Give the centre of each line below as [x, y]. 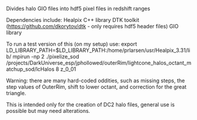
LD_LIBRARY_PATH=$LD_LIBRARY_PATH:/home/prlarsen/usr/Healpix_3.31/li [98, 50]
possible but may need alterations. [48, 111]
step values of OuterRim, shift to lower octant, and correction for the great [96, 87]
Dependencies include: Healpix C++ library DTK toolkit [73, 20]
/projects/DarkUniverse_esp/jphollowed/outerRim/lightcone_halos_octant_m [99, 63]
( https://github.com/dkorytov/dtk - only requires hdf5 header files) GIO [93, 26]
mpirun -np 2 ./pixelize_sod [46, 56]
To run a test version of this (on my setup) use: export [72, 44]
